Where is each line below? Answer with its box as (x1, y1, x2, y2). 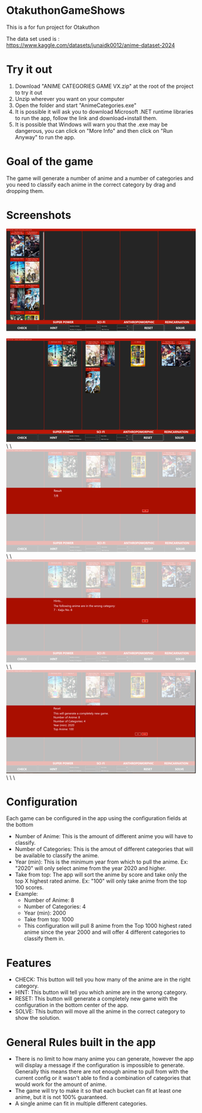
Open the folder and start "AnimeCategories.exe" (14, 102, 137, 109)
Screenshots (6, 209, 72, 222)
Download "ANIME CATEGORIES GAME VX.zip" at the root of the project (14, 82, 194, 90)
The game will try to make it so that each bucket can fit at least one (14, 1087, 182, 1094)
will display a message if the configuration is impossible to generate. (14, 1062, 185, 1069)
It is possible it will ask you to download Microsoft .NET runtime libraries (14, 108, 194, 115)
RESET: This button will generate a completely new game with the (14, 995, 178, 1002)
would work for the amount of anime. (14, 1081, 107, 1088)
